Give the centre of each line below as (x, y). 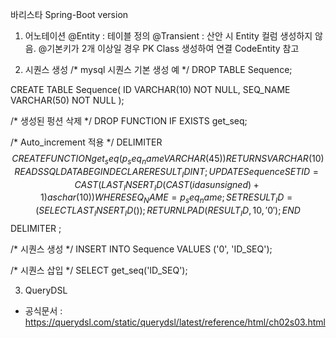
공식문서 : (43, 310)
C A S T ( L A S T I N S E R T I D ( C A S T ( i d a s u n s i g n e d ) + (167, 185)
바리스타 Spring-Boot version (69, 14)
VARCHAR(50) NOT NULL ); (67, 100)
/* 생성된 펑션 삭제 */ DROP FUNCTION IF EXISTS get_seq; (129, 121)
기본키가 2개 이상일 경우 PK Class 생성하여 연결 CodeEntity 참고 (173, 48)
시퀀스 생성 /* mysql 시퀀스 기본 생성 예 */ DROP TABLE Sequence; (158, 69)
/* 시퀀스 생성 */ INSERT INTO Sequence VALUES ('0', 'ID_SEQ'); (141, 249)
